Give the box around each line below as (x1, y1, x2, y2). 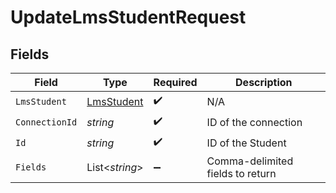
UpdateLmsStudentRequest (10, 6, 247, 29)
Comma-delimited (206, 154, 294, 168)
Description (235, 76, 293, 89)
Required (153, 76, 198, 89)
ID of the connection (206, 115, 303, 129)
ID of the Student (206, 136, 287, 150)
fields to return (206, 167, 277, 180)
